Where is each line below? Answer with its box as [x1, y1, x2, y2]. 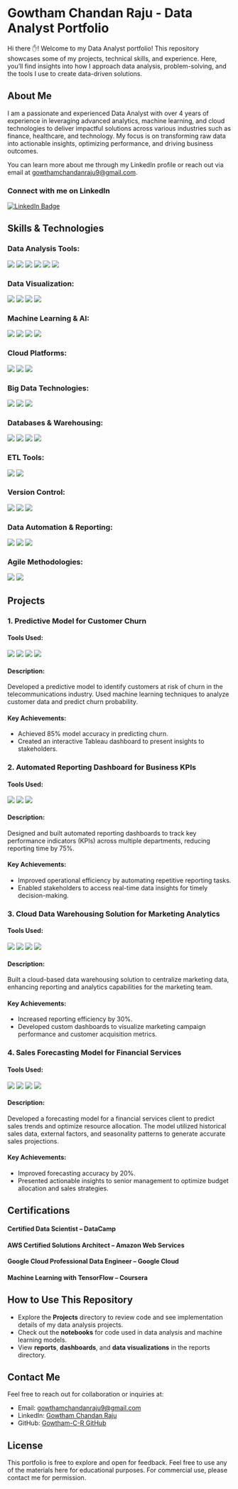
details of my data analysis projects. [17, 1320, 124, 1329]
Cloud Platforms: [7, 348, 67, 358]
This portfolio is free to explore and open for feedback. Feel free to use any [7, 1458, 227, 1467]
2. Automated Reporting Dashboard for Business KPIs [7, 762, 197, 772]
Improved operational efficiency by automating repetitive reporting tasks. [17, 876, 232, 885]
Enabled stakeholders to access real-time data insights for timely [17, 883, 208, 892]
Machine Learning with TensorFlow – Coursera [7, 1273, 148, 1281]
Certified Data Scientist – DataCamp [7, 1224, 116, 1233]
